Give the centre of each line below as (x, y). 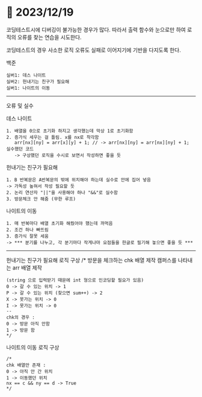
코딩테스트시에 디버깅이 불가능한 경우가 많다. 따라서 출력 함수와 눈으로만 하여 (96, 29)
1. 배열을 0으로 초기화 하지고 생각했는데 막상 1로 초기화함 (70, 131)
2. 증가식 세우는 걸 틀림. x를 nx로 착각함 (53, 137)
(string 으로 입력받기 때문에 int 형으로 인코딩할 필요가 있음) (75, 280)
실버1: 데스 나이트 (26, 75)
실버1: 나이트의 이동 (28, 88)
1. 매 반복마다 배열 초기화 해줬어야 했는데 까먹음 (60, 223)
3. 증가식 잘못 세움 (28, 236)
